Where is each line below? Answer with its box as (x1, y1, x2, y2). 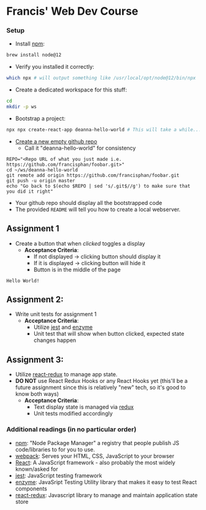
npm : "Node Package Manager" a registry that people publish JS (15, 439, 180, 446)
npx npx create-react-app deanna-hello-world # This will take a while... (6, 126, 202, 133)
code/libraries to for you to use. (15, 446, 95, 453)
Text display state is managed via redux (33, 403, 134, 411)
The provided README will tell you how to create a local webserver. (15, 206, 181, 213)
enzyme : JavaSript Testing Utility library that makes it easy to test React (15, 478, 197, 485)
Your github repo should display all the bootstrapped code (15, 199, 162, 206)
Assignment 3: (6, 354, 64, 365)
